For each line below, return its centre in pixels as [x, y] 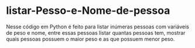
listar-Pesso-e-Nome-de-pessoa [88, 11]
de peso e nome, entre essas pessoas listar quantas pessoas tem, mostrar [96, 32]
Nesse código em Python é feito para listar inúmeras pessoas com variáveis [97, 27]
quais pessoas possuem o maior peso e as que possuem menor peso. [90, 39]
